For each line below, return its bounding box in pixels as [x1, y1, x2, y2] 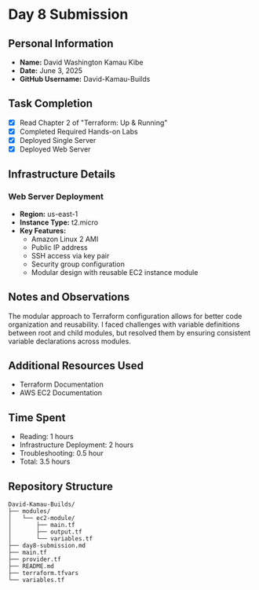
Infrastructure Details [8, 167, 116, 181]
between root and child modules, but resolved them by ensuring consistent [8, 328, 251, 337]
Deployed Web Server [19, 145, 91, 154]
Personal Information [8, 37, 114, 50]
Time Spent [8, 411, 66, 424]
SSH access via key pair [31, 251, 110, 260]
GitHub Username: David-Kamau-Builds [19, 75, 151, 83]
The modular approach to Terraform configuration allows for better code [8, 311, 243, 321]
